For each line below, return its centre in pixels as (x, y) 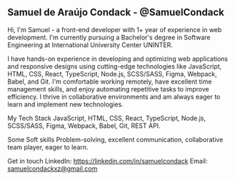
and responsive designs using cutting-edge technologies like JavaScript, (115, 66)
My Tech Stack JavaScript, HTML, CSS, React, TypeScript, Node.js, (107, 118)
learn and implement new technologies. (65, 104)
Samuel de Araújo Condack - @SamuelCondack (116, 12)
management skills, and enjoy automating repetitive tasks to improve (108, 89)
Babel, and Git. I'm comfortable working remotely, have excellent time (110, 81)
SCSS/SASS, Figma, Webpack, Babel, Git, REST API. (84, 126)
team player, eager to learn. (48, 147)
